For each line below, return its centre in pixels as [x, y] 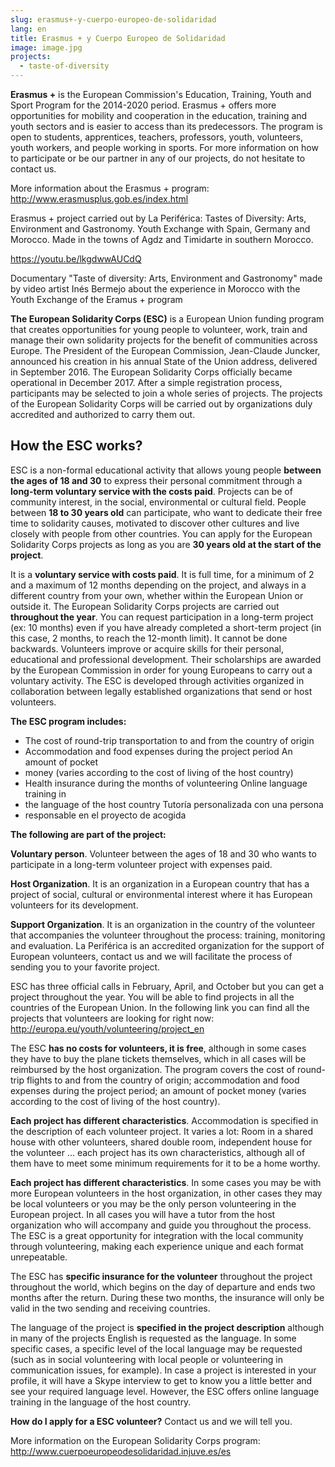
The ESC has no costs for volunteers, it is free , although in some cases [158, 1048]
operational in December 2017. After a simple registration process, [146, 382]
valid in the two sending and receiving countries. [110, 1308]
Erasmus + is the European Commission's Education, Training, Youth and [161, 94]
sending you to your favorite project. [85, 967]
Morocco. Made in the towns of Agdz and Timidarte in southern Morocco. [162, 239]
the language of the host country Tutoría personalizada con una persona [174, 804]
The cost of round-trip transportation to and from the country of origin [169, 740]
